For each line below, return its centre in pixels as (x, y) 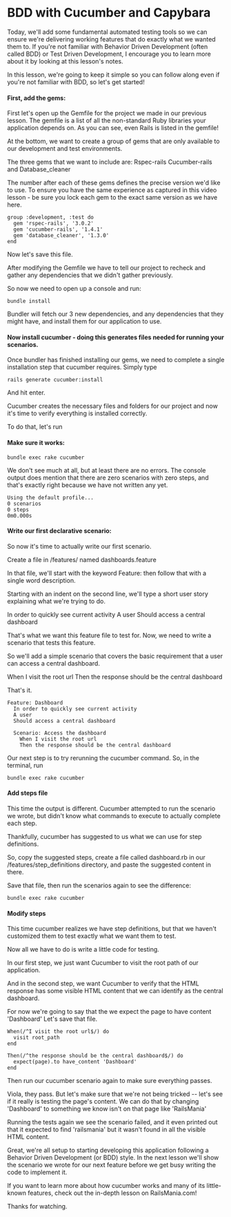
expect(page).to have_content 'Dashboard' (75, 1062)
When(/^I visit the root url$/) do (58, 1032)
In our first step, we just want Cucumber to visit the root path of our (103, 963)
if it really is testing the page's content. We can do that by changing (103, 1102)
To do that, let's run (35, 427)
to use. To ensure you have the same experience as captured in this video (112, 190)
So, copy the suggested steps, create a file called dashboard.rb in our (106, 857)
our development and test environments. (65, 149)
